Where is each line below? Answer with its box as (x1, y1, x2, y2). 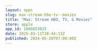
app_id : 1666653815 (5, 27, 47, 32)
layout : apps (5, 7, 33, 13)
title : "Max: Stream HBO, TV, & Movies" (5, 17, 93, 22)
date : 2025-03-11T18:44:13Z (5, 31, 65, 36)
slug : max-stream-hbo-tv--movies (5, 12, 77, 17)
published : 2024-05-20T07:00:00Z (5, 36, 77, 41)
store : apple (5, 21, 33, 27)
